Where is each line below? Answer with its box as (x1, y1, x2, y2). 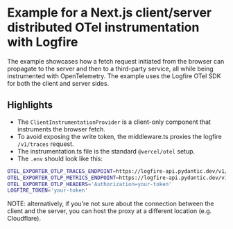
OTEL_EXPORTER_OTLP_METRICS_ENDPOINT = (7, 174, 119, 181)
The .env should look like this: (17, 154, 103, 163)
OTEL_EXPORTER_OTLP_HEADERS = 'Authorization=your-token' (7, 181, 172, 187)
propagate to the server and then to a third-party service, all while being (7, 64, 214, 73)
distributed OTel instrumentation (7, 19, 200, 35)
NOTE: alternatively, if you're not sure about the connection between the (7, 199, 214, 208)
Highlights (7, 99, 53, 111)
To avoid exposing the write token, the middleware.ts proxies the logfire (17, 132, 222, 140)
